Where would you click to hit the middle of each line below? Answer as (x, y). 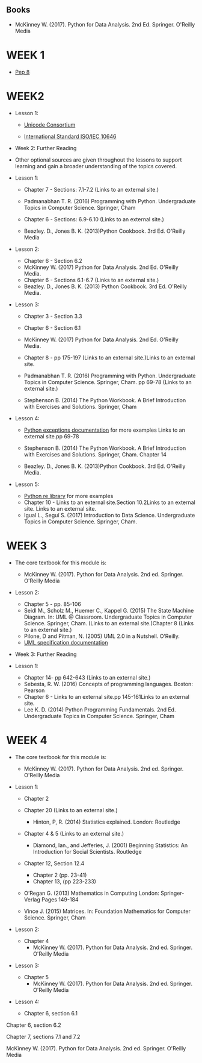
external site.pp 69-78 (51, 436)
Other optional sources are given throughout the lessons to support (98, 160)
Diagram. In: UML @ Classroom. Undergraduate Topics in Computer (108, 617)
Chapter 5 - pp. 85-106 (52, 604)
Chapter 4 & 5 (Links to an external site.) (74, 833)
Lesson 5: (27, 484)
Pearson (34, 690)
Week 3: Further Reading (46, 654)
